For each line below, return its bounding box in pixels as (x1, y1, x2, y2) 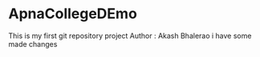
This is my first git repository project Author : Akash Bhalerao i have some (8, 31, 252, 40)
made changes (8, 39, 58, 48)
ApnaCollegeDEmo (8, 5, 138, 23)
